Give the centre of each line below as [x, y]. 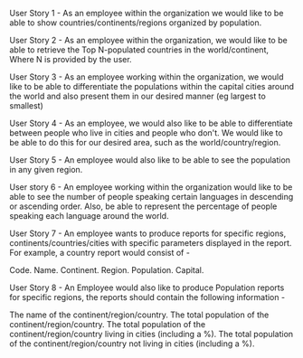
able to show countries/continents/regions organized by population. [136, 23]
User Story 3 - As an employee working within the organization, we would [147, 77]
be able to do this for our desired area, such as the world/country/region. [145, 142]
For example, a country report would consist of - [99, 253]
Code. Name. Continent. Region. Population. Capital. [107, 270]
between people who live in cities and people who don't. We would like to [146, 133]
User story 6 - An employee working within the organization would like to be [151, 187]
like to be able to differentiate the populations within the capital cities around [152, 86]
